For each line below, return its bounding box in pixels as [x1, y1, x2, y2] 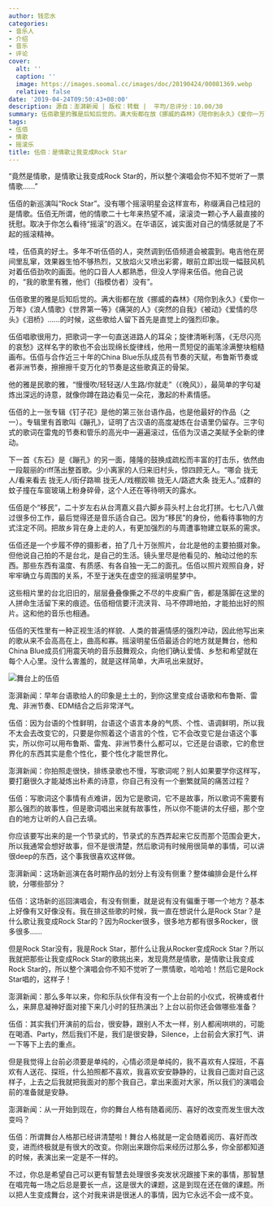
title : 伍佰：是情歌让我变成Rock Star [8, 148, 128, 156]
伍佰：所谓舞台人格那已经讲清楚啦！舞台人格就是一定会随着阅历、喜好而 [8, 1132, 250, 1142]
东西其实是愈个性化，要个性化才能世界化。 [29, 749, 172, 759]
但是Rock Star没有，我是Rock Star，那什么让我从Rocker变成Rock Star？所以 [8, 944, 264, 954]
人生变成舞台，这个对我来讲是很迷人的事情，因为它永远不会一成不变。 [22, 1190, 258, 1200]
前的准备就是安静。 [8, 1087, 73, 1097]
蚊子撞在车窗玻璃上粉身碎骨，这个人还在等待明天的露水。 [8, 486, 201, 495]
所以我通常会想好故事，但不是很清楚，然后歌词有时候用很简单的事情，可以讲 [8, 841, 265, 851]
